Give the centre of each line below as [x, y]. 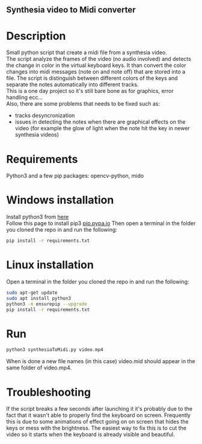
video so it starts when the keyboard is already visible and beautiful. [91, 434]
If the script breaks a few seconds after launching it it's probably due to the [99, 409]
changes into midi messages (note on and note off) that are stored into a [96, 72]
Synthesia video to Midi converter [71, 10]
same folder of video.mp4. [39, 368]
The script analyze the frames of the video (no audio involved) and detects [99, 59]
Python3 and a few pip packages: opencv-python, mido [75, 176]
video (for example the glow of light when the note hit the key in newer [103, 128]
